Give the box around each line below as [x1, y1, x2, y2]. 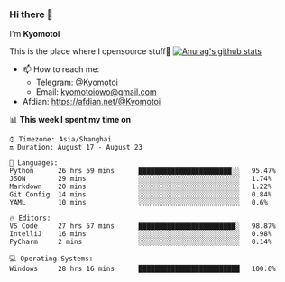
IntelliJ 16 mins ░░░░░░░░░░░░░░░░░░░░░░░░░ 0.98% [9, 230, 272, 239]
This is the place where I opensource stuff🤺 [9, 46, 171, 57]
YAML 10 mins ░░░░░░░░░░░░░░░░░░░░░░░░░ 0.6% [9, 198, 269, 207]
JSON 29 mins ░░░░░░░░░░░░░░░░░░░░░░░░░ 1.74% [9, 175, 272, 184]
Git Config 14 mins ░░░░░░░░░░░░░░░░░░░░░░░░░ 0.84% [9, 190, 272, 199]
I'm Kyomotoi [9, 29, 60, 40]
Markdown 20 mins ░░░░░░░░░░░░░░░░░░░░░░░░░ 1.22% [9, 182, 272, 192]
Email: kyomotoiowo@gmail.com [35, 86, 157, 97]
